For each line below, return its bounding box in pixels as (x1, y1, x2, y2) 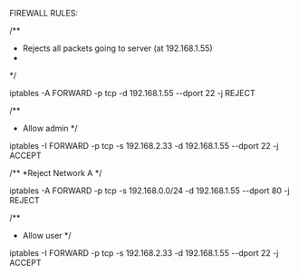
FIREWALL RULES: (9, 8, 79, 18)
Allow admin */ (22, 123, 79, 133)
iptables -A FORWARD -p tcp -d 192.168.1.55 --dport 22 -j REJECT (9, 88, 256, 98)
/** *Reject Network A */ (9, 168, 102, 178)
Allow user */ (22, 231, 72, 241)
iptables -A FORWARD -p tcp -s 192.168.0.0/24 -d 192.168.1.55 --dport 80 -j (9, 185, 290, 196)
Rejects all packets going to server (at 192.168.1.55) (22, 43, 213, 54)
